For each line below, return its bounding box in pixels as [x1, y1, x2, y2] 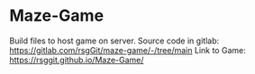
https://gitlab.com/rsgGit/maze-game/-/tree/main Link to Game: [9, 44, 246, 55]
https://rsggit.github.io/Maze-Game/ [9, 54, 144, 65]
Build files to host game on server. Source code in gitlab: [9, 35, 219, 46]
